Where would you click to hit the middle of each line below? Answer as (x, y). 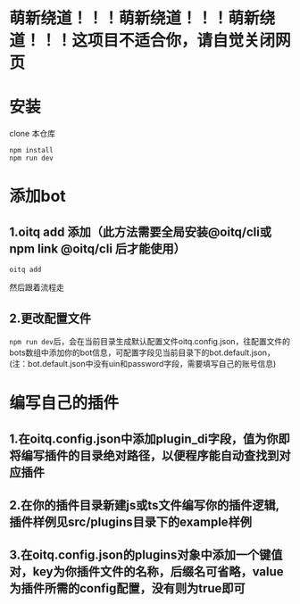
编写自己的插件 (64, 403)
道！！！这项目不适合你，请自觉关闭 (142, 41)
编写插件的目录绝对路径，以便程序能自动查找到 (150, 455)
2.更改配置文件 (50, 318)
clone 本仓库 (33, 134)
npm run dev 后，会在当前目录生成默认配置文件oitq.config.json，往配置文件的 (150, 341)
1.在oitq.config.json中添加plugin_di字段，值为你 (144, 439)
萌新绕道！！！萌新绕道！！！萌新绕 (142, 18)
